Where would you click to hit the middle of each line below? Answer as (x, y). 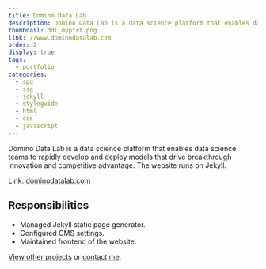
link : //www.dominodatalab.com (60, 38)
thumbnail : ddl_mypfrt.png (53, 30)
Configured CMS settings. (62, 233)
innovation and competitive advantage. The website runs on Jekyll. (118, 165)
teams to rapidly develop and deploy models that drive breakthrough (120, 157)
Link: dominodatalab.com (49, 180)
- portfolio (35, 67)
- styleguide (37, 104)
